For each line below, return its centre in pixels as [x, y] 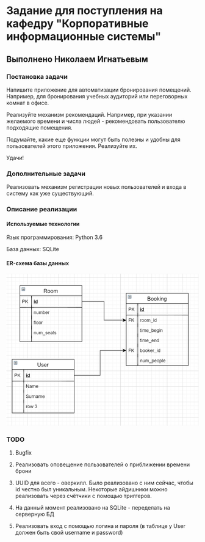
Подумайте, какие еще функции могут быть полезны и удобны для [94, 139]
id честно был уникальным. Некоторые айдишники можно [91, 489]
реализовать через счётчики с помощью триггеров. [83, 496]
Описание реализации [42, 210]
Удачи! [15, 158]
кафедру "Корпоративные [77, 24]
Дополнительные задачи [46, 174]
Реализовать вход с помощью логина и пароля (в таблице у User [100, 526]
